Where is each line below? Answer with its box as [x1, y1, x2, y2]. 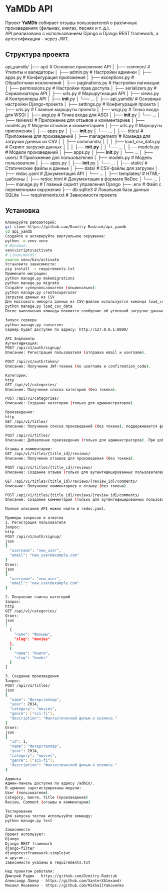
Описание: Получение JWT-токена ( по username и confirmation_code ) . [5, 364, 151, 369]
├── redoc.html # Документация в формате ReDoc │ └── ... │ [29, 175, 161, 182]
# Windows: [5, 243, 28, 248]
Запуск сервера [5, 318, 37, 323]
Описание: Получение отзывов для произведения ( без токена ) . [5, 456, 135, 461]
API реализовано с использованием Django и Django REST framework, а [5, 30, 158, 36]
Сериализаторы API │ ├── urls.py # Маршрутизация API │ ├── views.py [5, 90, 159, 96]
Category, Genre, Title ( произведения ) [5, 795, 88, 800]
